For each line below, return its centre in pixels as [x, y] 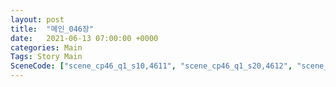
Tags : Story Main [46, 57]
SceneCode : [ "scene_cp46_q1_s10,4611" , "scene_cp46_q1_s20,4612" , [151, 66]
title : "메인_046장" [52, 29]
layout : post [37, 19]
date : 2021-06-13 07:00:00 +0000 [84, 38]
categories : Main [46, 47]
